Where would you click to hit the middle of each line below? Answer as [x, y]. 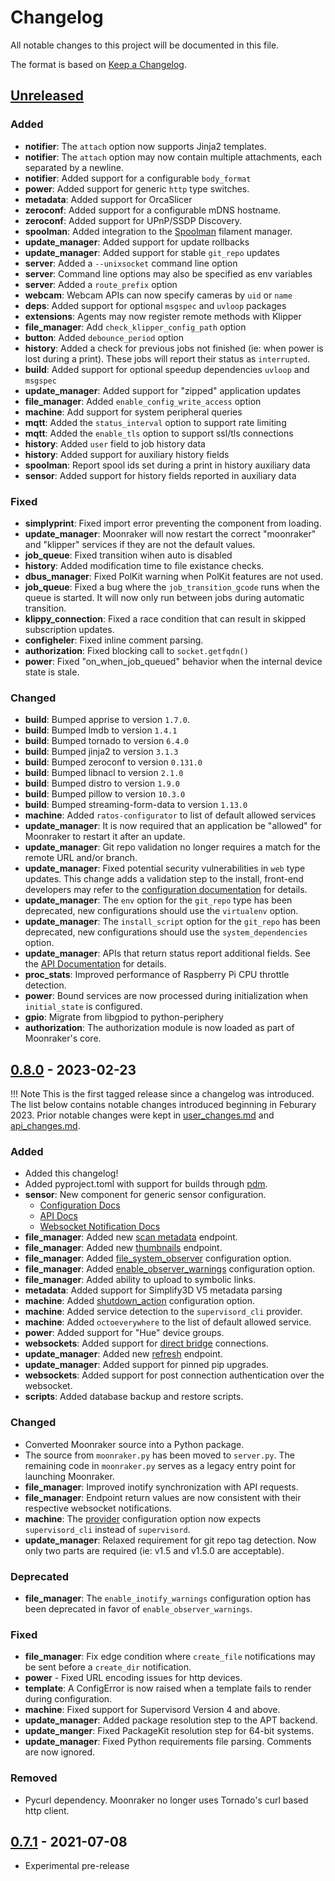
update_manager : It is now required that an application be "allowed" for [173, 826]
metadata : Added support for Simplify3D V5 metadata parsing [153, 1290]
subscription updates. [69, 629]
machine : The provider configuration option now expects [143, 1518]
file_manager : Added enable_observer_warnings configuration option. [169, 1269]
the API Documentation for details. [95, 964]
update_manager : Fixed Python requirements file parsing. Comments [168, 1742]
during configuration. [68, 1699]
